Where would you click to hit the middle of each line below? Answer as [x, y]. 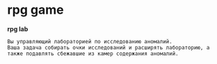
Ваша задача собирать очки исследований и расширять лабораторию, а [108, 47]
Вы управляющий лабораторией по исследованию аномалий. [90, 41]
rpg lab [18, 29]
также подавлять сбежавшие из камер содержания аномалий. [93, 54]
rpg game [35, 10]
